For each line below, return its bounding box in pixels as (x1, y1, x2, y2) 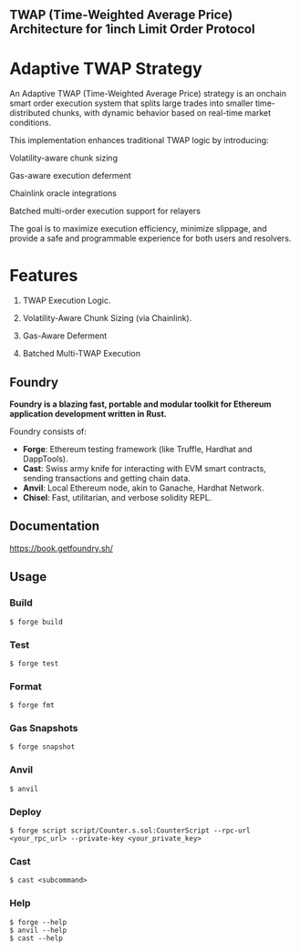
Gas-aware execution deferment (9, 171, 132, 181)
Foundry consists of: (9, 426, 87, 437)
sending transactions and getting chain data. (22, 473, 191, 484)
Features (9, 264, 78, 285)
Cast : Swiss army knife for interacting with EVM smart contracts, (22, 463, 266, 474)
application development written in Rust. (9, 409, 167, 419)
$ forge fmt (9, 701, 55, 710)
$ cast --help (9, 934, 64, 943)
